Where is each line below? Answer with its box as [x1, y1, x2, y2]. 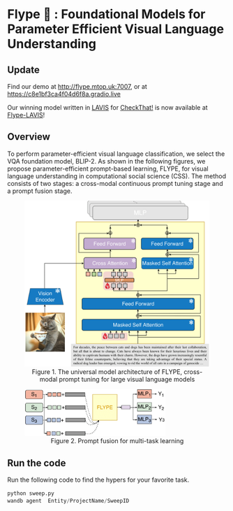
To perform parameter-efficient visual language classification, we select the [7, 150, 225, 158]
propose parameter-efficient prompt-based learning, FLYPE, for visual [7, 164, 209, 173]
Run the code [7, 457, 66, 469]
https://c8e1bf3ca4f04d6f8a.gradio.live [7, 90, 121, 98]
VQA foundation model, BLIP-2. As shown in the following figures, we [7, 157, 206, 165]
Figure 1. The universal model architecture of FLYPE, [31, 367, 183, 376]
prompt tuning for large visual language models [59, 375, 195, 383]
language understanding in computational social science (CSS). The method [7, 171, 227, 180]
